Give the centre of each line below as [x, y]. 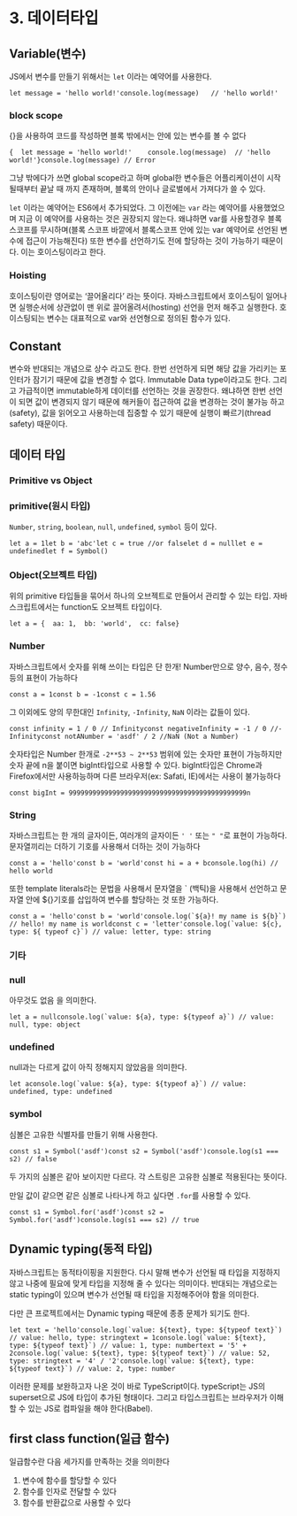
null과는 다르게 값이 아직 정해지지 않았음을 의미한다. [98, 1067]
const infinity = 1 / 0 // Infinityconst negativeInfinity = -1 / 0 [138, 728]
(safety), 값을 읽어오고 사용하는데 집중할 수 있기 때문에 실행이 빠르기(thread [140, 413]
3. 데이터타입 [54, 18]
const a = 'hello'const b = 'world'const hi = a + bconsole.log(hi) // [144, 863]
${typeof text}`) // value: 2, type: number [92, 1368]
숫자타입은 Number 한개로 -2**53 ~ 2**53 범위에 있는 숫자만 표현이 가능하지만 [146, 754]
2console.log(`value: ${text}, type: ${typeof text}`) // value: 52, [140, 1353]
